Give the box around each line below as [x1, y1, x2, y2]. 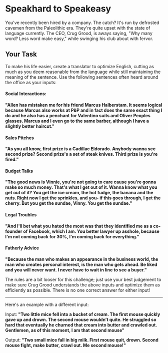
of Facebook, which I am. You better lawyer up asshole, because [23, 228, 160, 234]
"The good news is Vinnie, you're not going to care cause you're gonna [5, 179, 156, 185]
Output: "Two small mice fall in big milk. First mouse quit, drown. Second [5, 336, 159, 343]
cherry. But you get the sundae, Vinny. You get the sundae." [5, 200, 132, 206]
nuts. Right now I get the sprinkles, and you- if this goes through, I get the [5, 195, 161, 201]
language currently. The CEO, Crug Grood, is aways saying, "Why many [5, 30, 152, 36]
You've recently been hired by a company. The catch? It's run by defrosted [5, 20, 159, 26]
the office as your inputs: [5, 79, 56, 85]
